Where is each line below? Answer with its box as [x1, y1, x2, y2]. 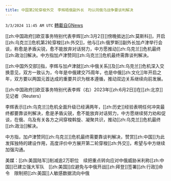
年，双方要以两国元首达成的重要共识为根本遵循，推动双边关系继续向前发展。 [5, 75, 166, 82]
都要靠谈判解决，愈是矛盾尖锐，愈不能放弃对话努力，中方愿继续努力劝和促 [9, 110, 166, 116]
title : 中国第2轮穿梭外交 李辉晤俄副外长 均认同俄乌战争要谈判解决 [5, 7, 134, 13]
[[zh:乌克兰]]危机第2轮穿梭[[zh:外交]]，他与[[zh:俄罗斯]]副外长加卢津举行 [5, 39, 158, 45]
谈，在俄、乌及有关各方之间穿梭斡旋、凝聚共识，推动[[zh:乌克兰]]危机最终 [5, 116, 161, 122]
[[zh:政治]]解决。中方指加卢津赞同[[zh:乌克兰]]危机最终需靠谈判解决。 [5, 52, 152, 58]
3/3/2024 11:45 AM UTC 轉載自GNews [5, 22, 83, 28]
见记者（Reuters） [5, 93, 44, 99]
